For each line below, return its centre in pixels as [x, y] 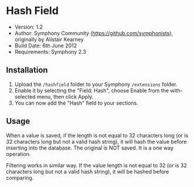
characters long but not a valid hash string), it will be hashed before [88, 171]
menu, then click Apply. [65, 96]
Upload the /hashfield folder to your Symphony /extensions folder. [96, 84]
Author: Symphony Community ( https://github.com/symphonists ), [94, 33]
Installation [27, 70]
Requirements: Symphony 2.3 [50, 51]
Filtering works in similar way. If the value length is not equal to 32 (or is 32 [97, 165]
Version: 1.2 [28, 27]
